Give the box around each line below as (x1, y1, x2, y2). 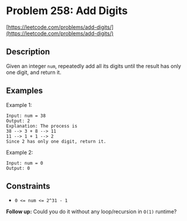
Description (6, 47, 50, 57)
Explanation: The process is (6, 123, 78, 129)
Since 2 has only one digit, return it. (6, 138, 107, 145)
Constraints (6, 181, 51, 191)
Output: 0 (6, 165, 31, 171)
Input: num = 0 (6, 160, 44, 166)
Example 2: (6, 149, 34, 156)
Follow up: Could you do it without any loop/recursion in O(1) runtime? (6, 208, 177, 215)
